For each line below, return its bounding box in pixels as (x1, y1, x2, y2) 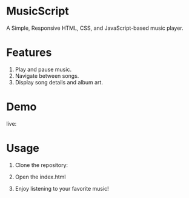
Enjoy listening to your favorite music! (15, 185, 109, 192)
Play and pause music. (15, 66, 71, 73)
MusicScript (6, 4, 70, 18)
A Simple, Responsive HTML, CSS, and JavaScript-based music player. (6, 24, 184, 32)
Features (6, 46, 52, 60)
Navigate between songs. (15, 72, 79, 80)
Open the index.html (15, 173, 66, 180)
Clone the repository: (15, 161, 68, 168)
